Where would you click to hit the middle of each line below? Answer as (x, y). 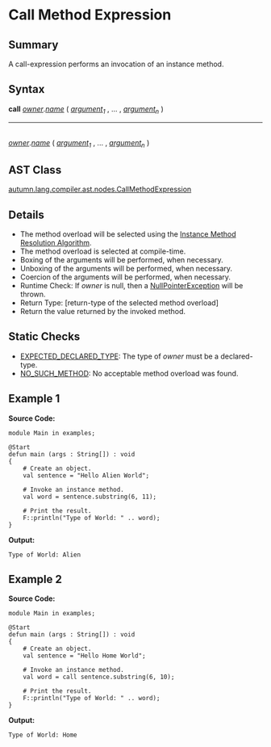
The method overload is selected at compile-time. (103, 251)
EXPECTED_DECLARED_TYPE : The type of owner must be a (119, 356)
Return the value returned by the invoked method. (103, 312)
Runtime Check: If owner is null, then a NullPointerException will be (131, 286)
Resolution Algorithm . (56, 243)
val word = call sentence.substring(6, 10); (99, 677)
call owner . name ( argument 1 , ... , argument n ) (86, 109)
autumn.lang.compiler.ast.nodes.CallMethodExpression (100, 189)
